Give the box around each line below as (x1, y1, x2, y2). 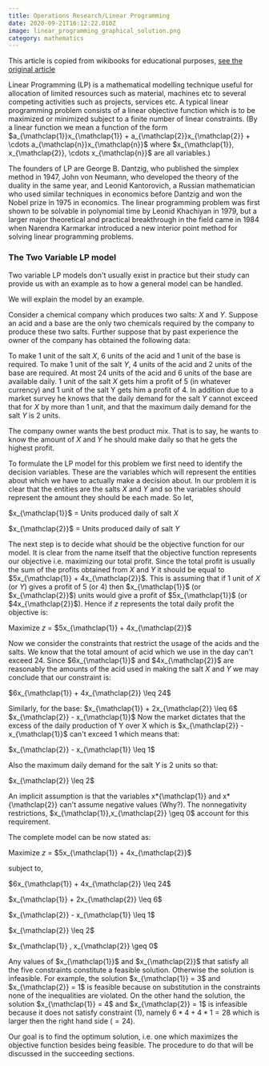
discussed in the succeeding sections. (8, 1048, 134, 1058)
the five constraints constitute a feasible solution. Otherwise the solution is (8, 965, 255, 975)
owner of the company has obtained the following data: (8, 335, 191, 345)
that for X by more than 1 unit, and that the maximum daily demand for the (8, 402, 251, 411)
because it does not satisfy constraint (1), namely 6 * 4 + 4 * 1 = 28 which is (8, 1007, 260, 1017)
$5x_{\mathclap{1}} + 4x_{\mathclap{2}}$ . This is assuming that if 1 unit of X (8, 573, 261, 583)
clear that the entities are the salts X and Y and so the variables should (8, 484, 242, 494)
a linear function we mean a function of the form (8, 123, 168, 132)
